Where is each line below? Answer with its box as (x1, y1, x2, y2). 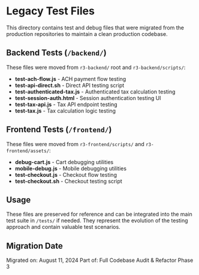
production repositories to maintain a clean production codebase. (6, 30, 168, 37)
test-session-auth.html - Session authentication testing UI (14, 94, 161, 101)
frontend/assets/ (6, 148, 50, 154)
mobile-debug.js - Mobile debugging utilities (14, 165, 127, 172)
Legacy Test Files (6, 4, 95, 18)
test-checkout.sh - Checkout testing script (14, 177, 123, 185)
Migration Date (6, 241, 63, 251)
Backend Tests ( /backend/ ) (6, 48, 107, 58)
